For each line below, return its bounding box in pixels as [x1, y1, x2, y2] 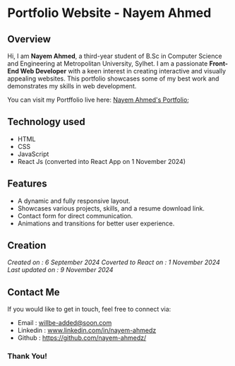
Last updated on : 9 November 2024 [7, 266, 114, 274]
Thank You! [7, 351, 48, 361]
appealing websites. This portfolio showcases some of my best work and [7, 74, 219, 83]
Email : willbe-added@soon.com [17, 319, 112, 327]
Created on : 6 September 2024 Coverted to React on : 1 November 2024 [7, 258, 220, 266]
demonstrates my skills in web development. [7, 82, 137, 90]
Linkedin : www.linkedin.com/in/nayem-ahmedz [17, 326, 157, 335]
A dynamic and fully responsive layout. [17, 196, 131, 205]
